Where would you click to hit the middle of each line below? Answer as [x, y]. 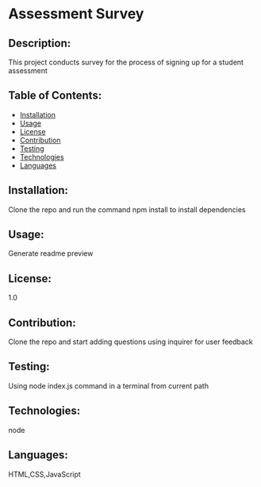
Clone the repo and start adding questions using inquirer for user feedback [131, 342]
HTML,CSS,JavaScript [44, 474]
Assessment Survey [76, 14]
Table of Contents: [55, 96]
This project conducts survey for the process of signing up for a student [126, 62]
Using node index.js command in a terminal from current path [108, 385]
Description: [40, 43]
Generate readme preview [51, 253]
